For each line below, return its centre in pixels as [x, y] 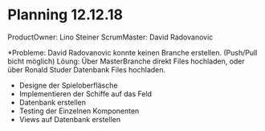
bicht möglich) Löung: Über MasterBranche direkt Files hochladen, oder [126, 61]
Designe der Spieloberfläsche [68, 85]
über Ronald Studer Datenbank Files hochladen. [87, 69]
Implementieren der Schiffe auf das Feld [86, 93]
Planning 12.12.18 [65, 15]
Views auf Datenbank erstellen [70, 119]
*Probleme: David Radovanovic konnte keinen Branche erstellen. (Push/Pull [132, 52]
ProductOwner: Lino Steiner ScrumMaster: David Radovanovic [110, 37]
